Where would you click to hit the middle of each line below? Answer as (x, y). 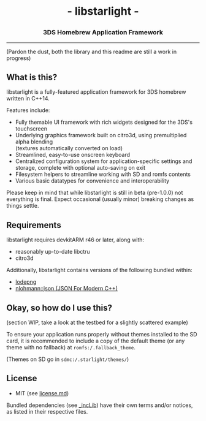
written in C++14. (28, 99)
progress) (19, 58)
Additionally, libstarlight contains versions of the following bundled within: (99, 270)
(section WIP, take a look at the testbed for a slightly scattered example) (97, 322)
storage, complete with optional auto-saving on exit (80, 168)
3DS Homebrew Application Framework (103, 32)
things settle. (23, 206)
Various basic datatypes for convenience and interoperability (92, 181)
